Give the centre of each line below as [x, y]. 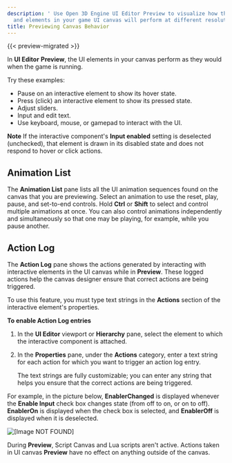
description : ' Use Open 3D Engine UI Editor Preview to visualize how [112, 13]
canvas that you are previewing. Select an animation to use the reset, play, [113, 197]
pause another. [29, 226]
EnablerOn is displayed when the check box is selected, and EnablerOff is [113, 411]
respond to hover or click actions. [55, 151]
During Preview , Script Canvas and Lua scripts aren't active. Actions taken [113, 445]
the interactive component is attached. [72, 341]
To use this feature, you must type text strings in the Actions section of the [114, 300]
